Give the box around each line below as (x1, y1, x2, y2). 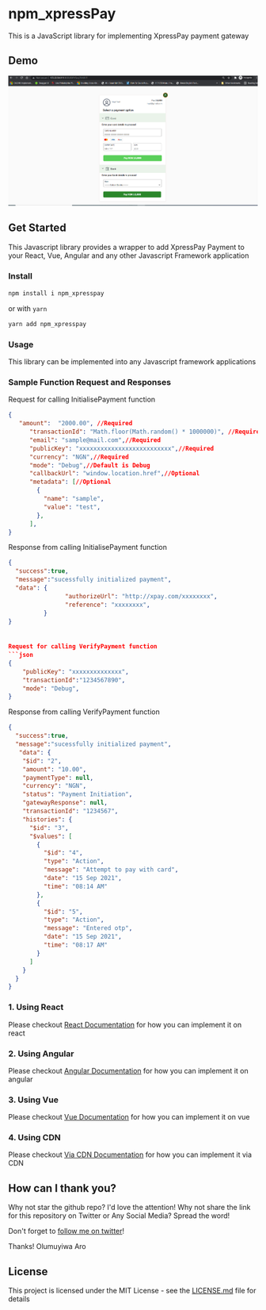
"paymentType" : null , (22, 774, 93, 782)
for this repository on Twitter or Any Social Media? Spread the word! (8, 1211, 230, 1220)
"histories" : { (22, 815, 73, 824)
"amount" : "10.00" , (22, 765, 87, 774)
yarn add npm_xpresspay (8, 320, 87, 328)
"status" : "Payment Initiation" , (22, 790, 133, 798)
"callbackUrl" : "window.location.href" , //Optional (28, 470, 200, 478)
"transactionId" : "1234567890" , (22, 676, 126, 684)
